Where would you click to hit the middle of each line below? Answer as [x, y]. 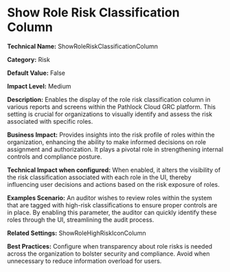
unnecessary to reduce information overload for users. [84, 261]
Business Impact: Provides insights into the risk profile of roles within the [111, 135]
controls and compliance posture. [55, 157]
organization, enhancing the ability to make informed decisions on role [107, 141]
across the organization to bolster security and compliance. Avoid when [108, 253]
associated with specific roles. [50, 121]
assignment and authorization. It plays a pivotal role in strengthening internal [115, 149]
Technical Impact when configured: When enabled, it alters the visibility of [114, 170]
